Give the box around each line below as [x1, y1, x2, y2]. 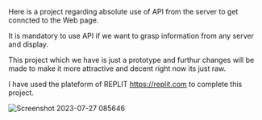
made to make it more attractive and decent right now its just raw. [8, 64, 227, 73]
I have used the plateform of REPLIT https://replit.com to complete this [8, 80, 243, 89]
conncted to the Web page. [8, 15, 99, 25]
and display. [8, 39, 48, 49]
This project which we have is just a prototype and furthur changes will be [8, 56, 255, 64]
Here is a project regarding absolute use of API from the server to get [8, 7, 239, 16]
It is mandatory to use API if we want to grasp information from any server [8, 31, 254, 40]
